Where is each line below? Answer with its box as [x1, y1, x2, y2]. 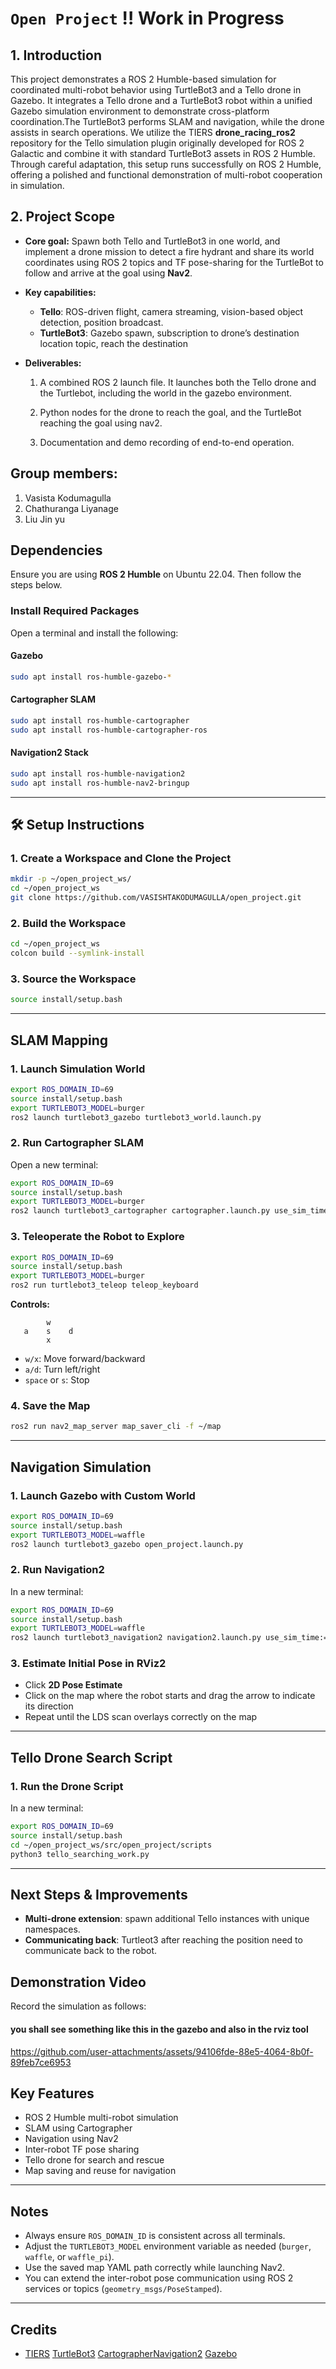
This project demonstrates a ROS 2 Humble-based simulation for [10, 73, 277, 85]
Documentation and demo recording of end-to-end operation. [39, 436, 295, 448]
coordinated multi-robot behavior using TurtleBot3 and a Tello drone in [10, 84, 302, 96]
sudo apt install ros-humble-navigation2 [10, 768, 186, 779]
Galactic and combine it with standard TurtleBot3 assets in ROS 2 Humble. [10, 148, 316, 159]
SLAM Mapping [10, 1032, 109, 1049]
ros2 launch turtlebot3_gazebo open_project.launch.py [10, 1539, 244, 1549]
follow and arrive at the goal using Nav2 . [24, 267, 193, 279]
